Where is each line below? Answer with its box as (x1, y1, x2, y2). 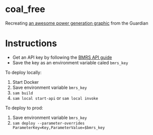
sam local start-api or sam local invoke (12, 95, 98, 101)
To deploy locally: (5, 69, 42, 75)
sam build (12, 90, 34, 96)
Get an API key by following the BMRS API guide (12, 54, 112, 60)
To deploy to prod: (5, 104, 44, 111)
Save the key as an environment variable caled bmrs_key (12, 59, 128, 66)
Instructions (5, 38, 57, 49)
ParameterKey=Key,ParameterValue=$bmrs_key (12, 125, 105, 130)
